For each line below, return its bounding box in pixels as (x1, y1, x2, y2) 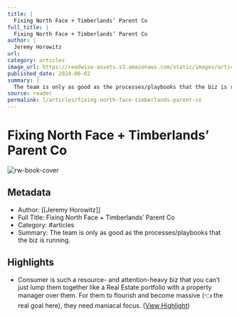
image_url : (7, 63, 40, 71)
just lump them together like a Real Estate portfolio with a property (17, 283, 212, 291)
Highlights (7, 256, 55, 269)
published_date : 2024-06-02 (7, 70, 91, 77)
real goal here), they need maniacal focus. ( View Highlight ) (17, 301, 191, 310)
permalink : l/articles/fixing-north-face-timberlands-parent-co (7, 97, 202, 104)
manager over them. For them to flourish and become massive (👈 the (17, 291, 223, 299)
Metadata (7, 187, 51, 199)
